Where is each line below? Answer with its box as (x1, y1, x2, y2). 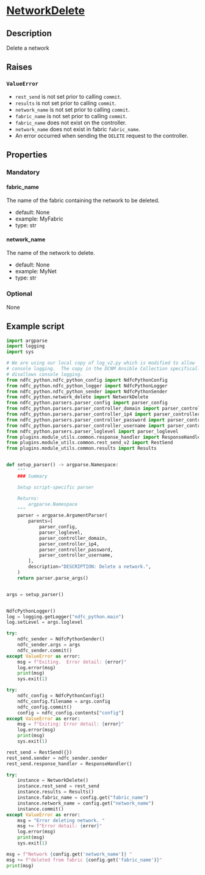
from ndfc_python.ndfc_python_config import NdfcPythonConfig (6, 377, 168, 383)
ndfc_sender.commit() (17, 647, 72, 653)
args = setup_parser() (6, 591, 64, 597)
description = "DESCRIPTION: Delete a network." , (28, 564, 151, 570)
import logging (6, 343, 45, 349)
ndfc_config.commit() (17, 704, 72, 710)
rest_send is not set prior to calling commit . (15, 93, 122, 100)
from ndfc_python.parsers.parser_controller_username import (6, 422, 165, 429)
